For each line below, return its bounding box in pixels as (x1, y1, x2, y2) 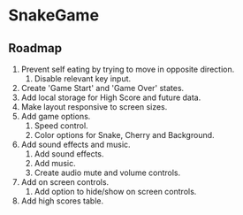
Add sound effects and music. (20, 139, 131, 150)
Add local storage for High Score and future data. (20, 92, 201, 103)
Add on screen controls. (20, 177, 110, 187)
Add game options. (20, 111, 91, 121)
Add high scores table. (20, 196, 103, 206)
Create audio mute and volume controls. (34, 167, 181, 178)
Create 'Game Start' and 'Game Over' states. (20, 83, 185, 93)
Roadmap (8, 41, 63, 56)
